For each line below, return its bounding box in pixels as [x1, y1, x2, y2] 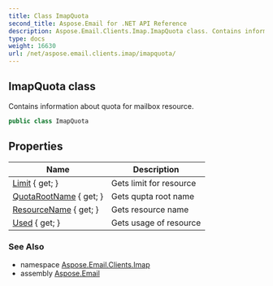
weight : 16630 [8, 42, 57, 50]
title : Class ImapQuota [8, 11, 89, 20]
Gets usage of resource [110, 217, 201, 228]
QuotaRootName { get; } [12, 190, 104, 201]
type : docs [8, 34, 45, 43]
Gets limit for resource [110, 177, 197, 188]
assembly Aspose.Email [19, 268, 100, 278]
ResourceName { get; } [12, 204, 99, 215]
